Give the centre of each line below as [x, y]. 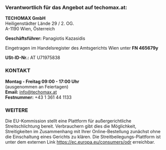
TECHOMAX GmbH [25, 18]
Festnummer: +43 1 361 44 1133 [38, 97]
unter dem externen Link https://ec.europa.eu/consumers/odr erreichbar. [80, 142]
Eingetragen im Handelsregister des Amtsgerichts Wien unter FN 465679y [82, 48]
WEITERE [17, 110]
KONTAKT [18, 71]
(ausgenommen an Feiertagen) [37, 86]
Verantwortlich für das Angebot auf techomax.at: [66, 7]
